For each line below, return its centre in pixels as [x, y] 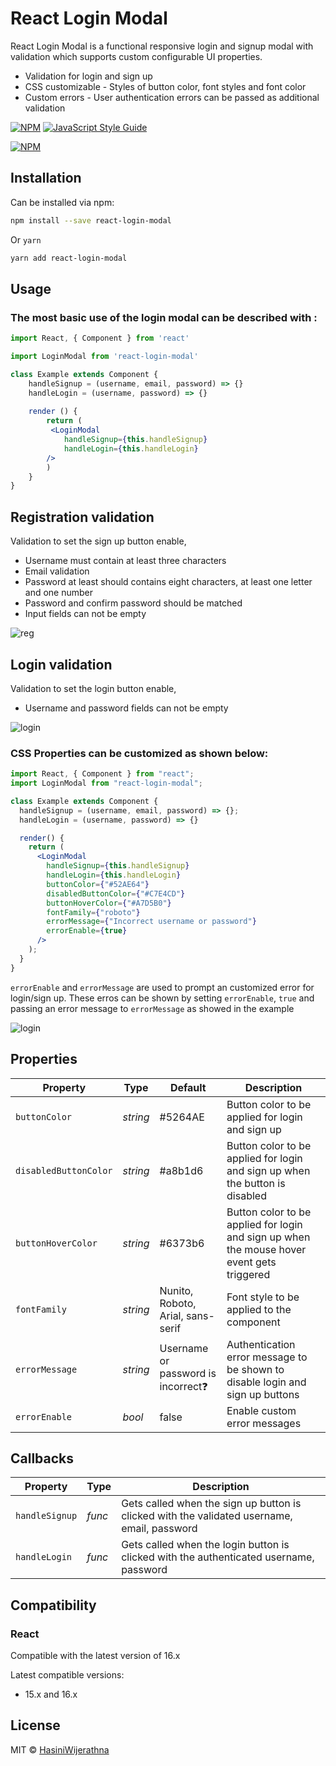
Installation [46, 178]
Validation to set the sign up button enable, [98, 541]
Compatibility [53, 1605]
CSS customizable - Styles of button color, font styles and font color [165, 86]
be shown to [255, 1369]
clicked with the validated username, [207, 1516]
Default [188, 1087]
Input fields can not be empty [85, 614]
